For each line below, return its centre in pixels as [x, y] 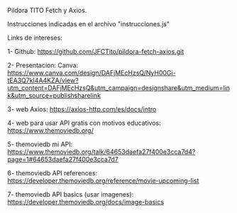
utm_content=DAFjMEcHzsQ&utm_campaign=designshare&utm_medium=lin [119, 88]
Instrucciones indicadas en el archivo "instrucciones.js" [89, 24]
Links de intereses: [35, 38]
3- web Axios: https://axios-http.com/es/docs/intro [82, 109]
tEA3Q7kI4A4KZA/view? [43, 80]
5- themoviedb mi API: [40, 144]
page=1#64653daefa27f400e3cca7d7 [63, 159]
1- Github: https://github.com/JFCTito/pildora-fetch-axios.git [96, 51]
